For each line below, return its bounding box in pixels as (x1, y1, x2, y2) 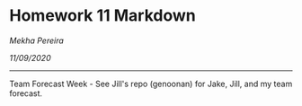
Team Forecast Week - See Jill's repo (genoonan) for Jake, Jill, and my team (9, 78, 293, 89)
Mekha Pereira (9, 35, 65, 46)
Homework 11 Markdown (9, 5, 196, 26)
